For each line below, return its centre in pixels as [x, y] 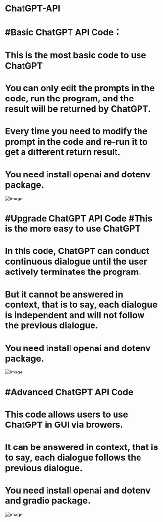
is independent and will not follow [75, 315]
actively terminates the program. [73, 272]
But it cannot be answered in [64, 294]
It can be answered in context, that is [81, 447]
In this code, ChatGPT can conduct [77, 251]
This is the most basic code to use [76, 55]
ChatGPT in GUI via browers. [64, 425]
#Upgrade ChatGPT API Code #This [79, 218]
